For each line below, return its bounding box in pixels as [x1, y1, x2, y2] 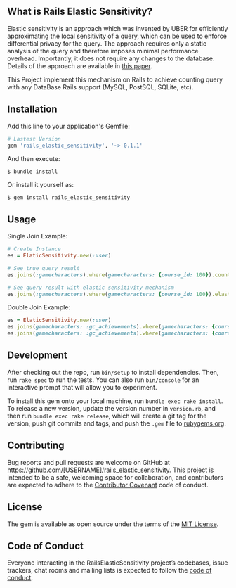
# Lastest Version [7, 135, 61, 143]
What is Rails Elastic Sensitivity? [7, 6, 153, 18]
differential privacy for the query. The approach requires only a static [7, 39, 207, 48]
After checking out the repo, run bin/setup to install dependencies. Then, [7, 368, 219, 376]
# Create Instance [7, 245, 61, 253]
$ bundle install [7, 168, 58, 175]
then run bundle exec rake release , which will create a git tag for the [7, 411, 207, 420]
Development [7, 350, 68, 362]
